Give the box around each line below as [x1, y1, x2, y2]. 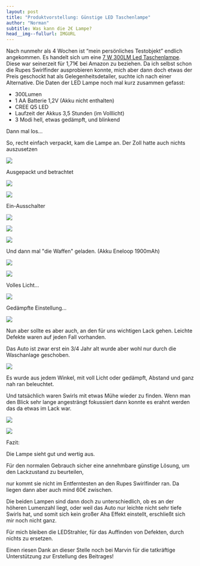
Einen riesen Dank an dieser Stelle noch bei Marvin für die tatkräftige [6, 546, 176, 553]
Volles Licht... [6, 282, 39, 289]
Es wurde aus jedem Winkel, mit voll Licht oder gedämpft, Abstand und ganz [6, 374, 194, 381]
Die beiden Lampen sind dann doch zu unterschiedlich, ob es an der [6, 498, 174, 505]
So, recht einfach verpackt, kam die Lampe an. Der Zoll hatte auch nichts [6, 139, 186, 146]
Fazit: [6, 439, 20, 446]
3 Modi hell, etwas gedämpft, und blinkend [14, 116, 121, 123]
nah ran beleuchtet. [6, 381, 54, 388]
